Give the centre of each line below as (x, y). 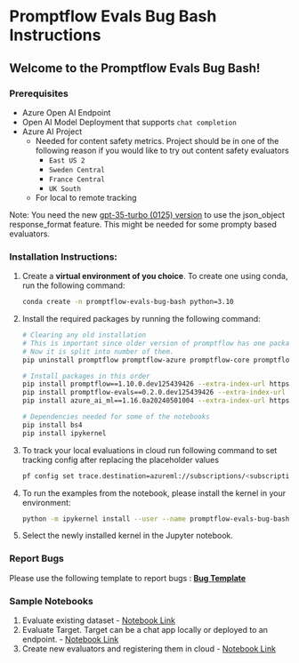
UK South (65, 188)
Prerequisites (39, 93)
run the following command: (73, 285)
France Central (77, 180)
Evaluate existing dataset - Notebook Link (99, 620)
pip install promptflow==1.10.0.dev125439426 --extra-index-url (144, 384)
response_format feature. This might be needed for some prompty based (143, 224)
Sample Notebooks (51, 601)
